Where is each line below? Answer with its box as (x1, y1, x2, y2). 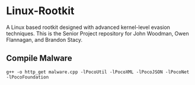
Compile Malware (6, 53, 72, 63)
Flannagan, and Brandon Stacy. (6, 36, 83, 43)
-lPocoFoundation (6, 74, 49, 80)
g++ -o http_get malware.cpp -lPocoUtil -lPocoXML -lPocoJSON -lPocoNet (6, 69, 190, 75)
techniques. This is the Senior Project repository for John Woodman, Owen (6, 30, 189, 37)
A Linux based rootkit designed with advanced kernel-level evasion (6, 24, 171, 31)
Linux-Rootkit (6, 4, 75, 18)
